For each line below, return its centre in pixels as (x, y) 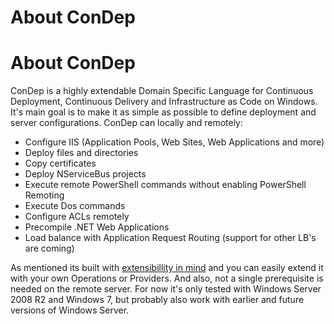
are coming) (49, 248)
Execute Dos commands (75, 206)
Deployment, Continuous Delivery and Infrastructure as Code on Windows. (164, 102)
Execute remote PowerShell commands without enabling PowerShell (165, 185)
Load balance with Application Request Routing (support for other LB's (170, 238)
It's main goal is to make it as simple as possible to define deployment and (163, 112)
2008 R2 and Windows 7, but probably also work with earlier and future (157, 300)
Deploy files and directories (81, 153)
